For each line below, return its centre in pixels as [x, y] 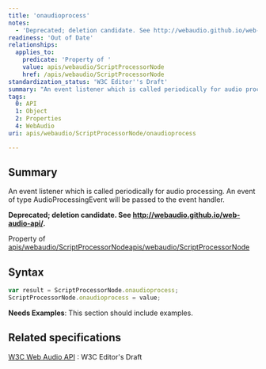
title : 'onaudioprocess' [49, 15]
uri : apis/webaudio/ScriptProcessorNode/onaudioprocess [102, 133]
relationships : [33, 45]
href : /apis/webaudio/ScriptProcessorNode [93, 74]
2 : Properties [38, 119]
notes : [19, 23]
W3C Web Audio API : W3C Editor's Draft [75, 356]
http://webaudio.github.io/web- [186, 215]
